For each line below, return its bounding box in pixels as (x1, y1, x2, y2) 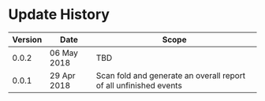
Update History (8, 6, 110, 24)
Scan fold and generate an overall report (95, 69, 246, 80)
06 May (50, 47, 79, 58)
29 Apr (50, 69, 76, 80)
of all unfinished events (95, 80, 183, 91)
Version (12, 34, 43, 45)
